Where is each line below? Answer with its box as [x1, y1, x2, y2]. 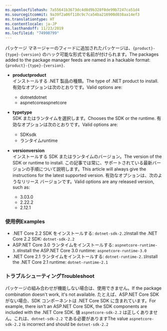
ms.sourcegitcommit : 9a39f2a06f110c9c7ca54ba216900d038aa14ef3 [5, 12, 140, 17]
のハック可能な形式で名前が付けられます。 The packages [42, 51, 159, 57]
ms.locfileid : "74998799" [5, 31, 59, 36]
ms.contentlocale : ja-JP [5, 21, 57, 27]
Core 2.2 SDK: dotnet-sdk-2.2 [12, 236, 75, 242]
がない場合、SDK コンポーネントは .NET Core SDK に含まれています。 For [5, 297, 156, 303]
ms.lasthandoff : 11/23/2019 [5, 26, 64, 31]
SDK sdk [19, 131, 36, 137]
